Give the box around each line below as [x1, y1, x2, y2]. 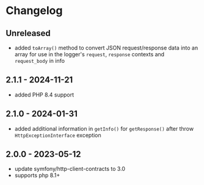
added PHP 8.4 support [14, 91, 75, 98]
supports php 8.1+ [14, 172, 60, 179]
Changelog [5, 4, 63, 18]
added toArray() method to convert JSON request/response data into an [14, 44, 199, 51]
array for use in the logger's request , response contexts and [14, 51, 165, 58]
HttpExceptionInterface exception [14, 131, 101, 139]
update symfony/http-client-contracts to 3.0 [14, 165, 126, 173]
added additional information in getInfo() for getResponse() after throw [14, 125, 194, 132]
